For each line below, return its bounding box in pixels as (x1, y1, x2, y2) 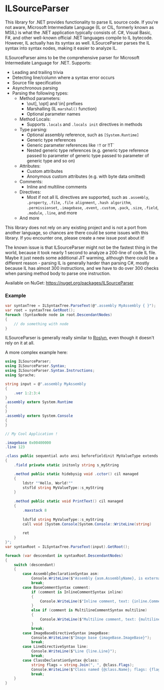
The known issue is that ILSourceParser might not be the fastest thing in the (5, 244, 158, 250)
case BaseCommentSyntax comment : (22, 585, 91, 590)
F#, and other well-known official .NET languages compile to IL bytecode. (5, 35, 153, 41)
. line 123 (5, 445, 25, 450)
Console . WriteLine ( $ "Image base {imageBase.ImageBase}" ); (31, 635, 152, 640)
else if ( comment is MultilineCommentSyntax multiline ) (31, 608, 147, 613)
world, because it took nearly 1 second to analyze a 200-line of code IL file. (5, 249, 157, 255)
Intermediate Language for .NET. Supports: (5, 60, 92, 66)
